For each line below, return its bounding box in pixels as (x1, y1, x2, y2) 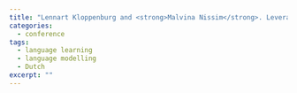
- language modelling (17, 54, 97, 63)
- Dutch (17, 63, 46, 72)
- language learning (17, 46, 93, 55)
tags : (9, 37, 29, 47)
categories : (9, 21, 53, 30)
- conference (17, 29, 65, 38)
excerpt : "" (9, 71, 53, 80)
